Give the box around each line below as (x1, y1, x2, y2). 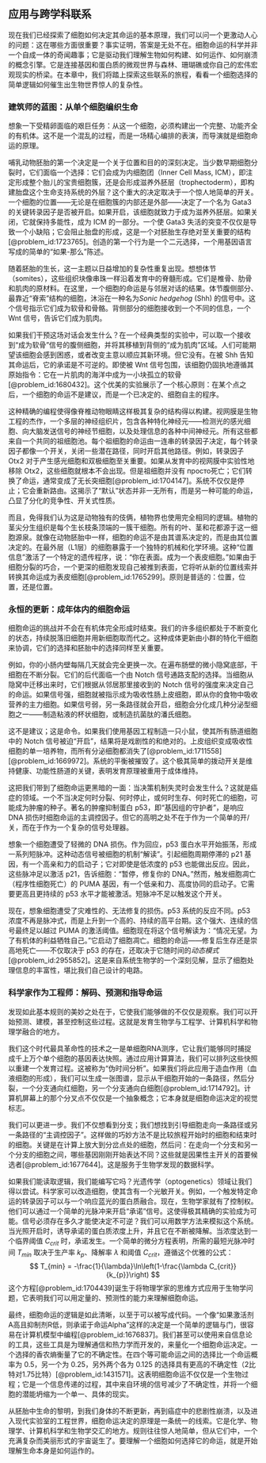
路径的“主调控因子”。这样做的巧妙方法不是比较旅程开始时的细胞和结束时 (21, 1130, 257, 1139)
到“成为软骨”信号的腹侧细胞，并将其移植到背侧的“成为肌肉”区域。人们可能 (8, 340, 249, 350)
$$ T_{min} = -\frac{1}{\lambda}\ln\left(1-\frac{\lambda (28, 1261, 207, 1271)
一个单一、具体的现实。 (56, 1389, 133, 1399)
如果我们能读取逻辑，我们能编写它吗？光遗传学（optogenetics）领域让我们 (8, 1177, 253, 1186)
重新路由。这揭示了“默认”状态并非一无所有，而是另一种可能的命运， (35, 486, 257, 496)
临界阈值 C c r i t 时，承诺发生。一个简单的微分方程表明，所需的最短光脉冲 (14, 1236, 248, 1247)
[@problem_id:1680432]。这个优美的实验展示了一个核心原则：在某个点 (8, 380, 240, 390)
